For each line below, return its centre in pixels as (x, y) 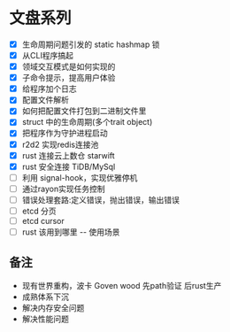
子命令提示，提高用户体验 (69, 78)
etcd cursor (43, 220)
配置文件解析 (45, 100)
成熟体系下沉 (45, 297)
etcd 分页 (39, 211)
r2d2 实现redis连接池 (60, 144)
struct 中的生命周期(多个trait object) (87, 122)
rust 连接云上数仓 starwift (68, 155)
